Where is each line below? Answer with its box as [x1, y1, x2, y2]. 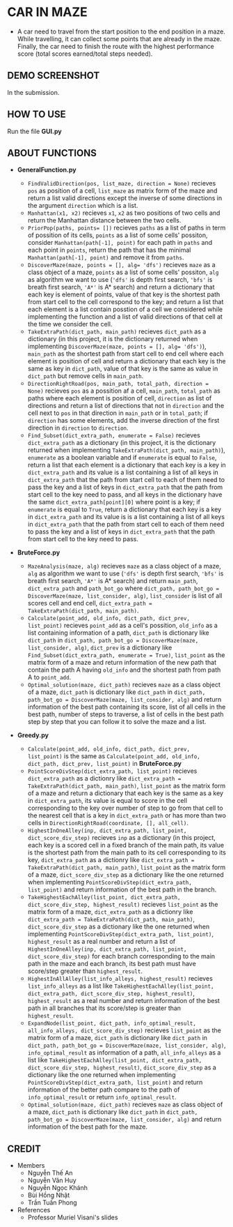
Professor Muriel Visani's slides [27, 1213, 118, 1221]
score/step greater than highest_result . [27, 967, 143, 975]
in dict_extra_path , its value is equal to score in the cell [27, 797, 188, 805]
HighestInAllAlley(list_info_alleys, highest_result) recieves [27, 974, 214, 983]
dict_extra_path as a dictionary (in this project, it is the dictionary [27, 439, 216, 447]
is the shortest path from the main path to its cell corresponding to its [27, 848, 226, 857]
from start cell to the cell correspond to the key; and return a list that [27, 298, 224, 306]
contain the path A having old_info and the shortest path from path [27, 665, 221, 674]
